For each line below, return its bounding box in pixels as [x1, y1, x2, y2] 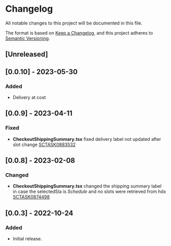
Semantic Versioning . [5, 35, 50, 41]
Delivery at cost [12, 94, 46, 101]
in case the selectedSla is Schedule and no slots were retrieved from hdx [12, 188, 166, 194]
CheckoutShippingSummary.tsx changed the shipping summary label [12, 183, 162, 189]
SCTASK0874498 [12, 194, 50, 200]
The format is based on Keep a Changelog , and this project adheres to [5, 30, 153, 36]
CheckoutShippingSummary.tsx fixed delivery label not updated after [12, 136, 161, 142]
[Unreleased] [5, 50, 48, 59]
